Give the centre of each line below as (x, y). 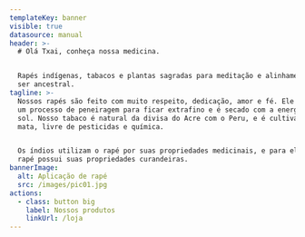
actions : (26, 193)
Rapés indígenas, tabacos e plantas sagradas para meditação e (139, 76)
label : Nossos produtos (71, 210)
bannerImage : (34, 168)
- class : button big (56, 202)
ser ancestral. (46, 84)
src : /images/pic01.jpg (62, 184)
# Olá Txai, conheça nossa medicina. (89, 52)
